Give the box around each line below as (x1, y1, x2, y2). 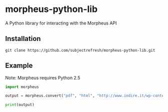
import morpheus (5, 84, 39, 89)
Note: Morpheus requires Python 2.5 (5, 74, 80, 80)
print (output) (5, 102, 35, 107)
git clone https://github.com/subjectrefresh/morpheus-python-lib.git (5, 47, 155, 53)
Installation (5, 34, 41, 43)
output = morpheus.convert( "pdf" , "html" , (5, 93, 95, 98)
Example (5, 61, 33, 70)
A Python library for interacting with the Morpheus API (5, 20, 117, 26)
